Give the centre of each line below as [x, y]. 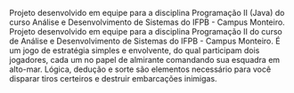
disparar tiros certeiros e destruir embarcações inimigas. [113, 78]
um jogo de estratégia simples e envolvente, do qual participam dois [135, 50]
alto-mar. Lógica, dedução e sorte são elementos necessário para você [140, 69]
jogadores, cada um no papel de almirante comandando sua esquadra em [145, 60]
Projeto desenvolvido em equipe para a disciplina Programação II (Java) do [147, 13]
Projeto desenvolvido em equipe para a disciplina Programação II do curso [146, 31]
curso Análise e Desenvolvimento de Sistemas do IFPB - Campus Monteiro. [147, 22]
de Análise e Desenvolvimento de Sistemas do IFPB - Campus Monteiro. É [145, 41]
